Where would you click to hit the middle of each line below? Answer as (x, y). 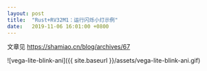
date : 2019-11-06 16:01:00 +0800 (58, 26)
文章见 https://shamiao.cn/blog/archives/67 (69, 47)
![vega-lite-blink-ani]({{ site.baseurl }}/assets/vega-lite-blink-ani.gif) (104, 61)
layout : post (26, 13)
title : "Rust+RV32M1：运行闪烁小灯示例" (63, 20)
